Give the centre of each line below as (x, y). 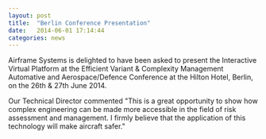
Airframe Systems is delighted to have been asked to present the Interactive (133, 60)
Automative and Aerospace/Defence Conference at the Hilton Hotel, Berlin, (131, 77)
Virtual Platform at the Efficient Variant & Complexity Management (116, 69)
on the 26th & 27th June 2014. (58, 86)
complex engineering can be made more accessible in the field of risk (122, 110)
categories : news (37, 38)
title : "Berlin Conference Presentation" (79, 23)
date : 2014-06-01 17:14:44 (56, 30)
